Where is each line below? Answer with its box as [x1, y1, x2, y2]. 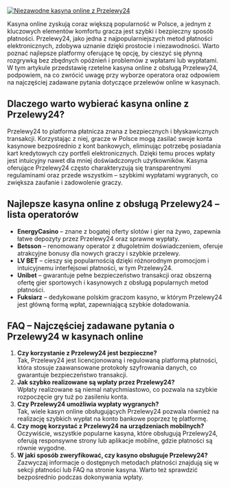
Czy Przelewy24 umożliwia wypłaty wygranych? [16, 400, 159, 408]
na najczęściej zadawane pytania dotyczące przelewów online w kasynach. [7, 78, 221, 86]
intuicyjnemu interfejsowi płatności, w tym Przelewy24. [16, 263, 173, 271]
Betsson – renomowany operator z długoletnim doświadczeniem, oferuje [16, 241, 223, 250]
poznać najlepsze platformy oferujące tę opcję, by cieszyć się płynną [7, 49, 203, 57]
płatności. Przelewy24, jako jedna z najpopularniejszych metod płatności [7, 34, 213, 43]
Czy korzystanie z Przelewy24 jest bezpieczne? [16, 349, 157, 357]
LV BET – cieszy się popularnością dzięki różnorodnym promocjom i [16, 256, 209, 265]
